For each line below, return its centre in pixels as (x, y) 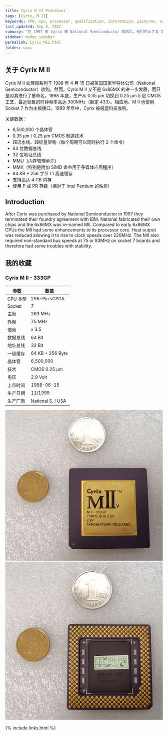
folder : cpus (19, 48)
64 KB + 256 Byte (49, 353)
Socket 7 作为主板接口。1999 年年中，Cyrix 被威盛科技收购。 (68, 108)
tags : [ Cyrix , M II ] (27, 16)
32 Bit (37, 345)
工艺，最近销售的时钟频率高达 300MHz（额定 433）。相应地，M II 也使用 (80, 102)
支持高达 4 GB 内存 (32, 179)
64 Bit (37, 337)
